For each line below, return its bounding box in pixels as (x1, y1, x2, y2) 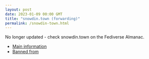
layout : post (5, 7, 32, 12)
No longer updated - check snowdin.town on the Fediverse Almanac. (5, 34, 145, 40)
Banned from (12, 49, 39, 55)
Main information (12, 43, 47, 49)
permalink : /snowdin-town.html (5, 20, 69, 26)
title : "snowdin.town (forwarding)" (5, 16, 80, 21)
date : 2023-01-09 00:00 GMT (5, 12, 63, 17)
